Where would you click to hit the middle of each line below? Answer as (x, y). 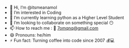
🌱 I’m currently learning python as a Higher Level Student (67, 18)
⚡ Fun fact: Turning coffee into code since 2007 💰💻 (62, 40)
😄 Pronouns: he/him (30, 35)
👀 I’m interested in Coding (35, 12)
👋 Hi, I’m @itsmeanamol (33, 7)
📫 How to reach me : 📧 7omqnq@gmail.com (54, 28)
